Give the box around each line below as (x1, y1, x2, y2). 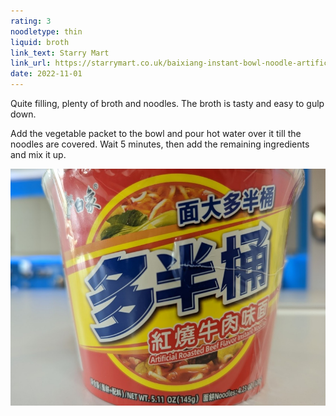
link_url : (10, 58, 52, 69)
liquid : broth (10, 37, 70, 47)
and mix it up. (10, 149, 67, 160)
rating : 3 (10, 16, 52, 26)
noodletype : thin (10, 26, 83, 37)
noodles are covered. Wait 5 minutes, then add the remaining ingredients (10, 138, 310, 150)
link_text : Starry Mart (10, 48, 110, 58)
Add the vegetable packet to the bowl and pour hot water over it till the (10, 128, 302, 139)
